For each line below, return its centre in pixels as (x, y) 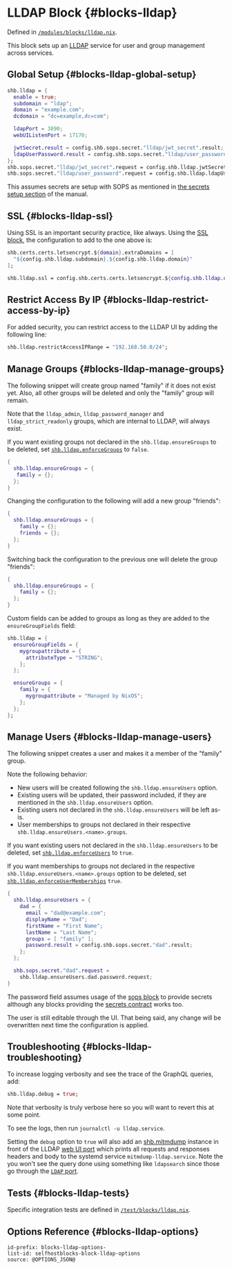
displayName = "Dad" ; (57, 919)
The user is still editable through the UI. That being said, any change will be (114, 1018)
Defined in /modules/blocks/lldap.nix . (62, 32)
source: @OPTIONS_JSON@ (41, 1260)
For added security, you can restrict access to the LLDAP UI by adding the (113, 327)
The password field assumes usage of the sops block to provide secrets (110, 997)
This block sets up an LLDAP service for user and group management (106, 45)
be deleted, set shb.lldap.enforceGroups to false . (78, 449)
